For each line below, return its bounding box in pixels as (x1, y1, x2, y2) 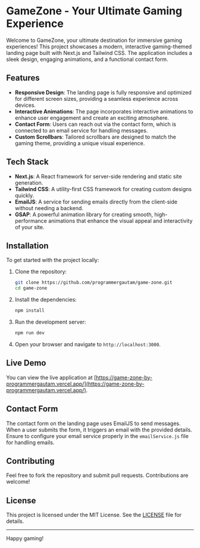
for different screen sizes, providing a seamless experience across (14, 95, 179, 102)
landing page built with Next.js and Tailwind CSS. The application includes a (6, 49, 192, 56)
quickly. (14, 192, 35, 199)
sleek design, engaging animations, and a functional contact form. (6, 56, 168, 63)
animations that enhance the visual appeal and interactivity (48, 217, 193, 224)
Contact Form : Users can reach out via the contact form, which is (14, 121, 177, 128)
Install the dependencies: (14, 296, 77, 303)
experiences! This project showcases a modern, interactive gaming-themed (6, 43, 192, 50)
